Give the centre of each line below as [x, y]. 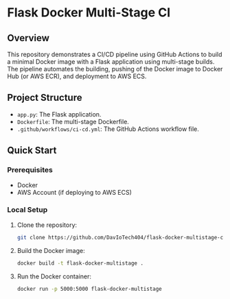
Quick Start [32, 151]
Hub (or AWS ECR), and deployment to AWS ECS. [77, 76]
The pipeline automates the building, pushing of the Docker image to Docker [115, 69]
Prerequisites [30, 170]
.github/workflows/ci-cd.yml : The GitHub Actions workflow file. [108, 129]
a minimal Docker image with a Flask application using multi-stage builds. [111, 62]
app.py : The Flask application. [59, 114]
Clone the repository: [47, 225]
